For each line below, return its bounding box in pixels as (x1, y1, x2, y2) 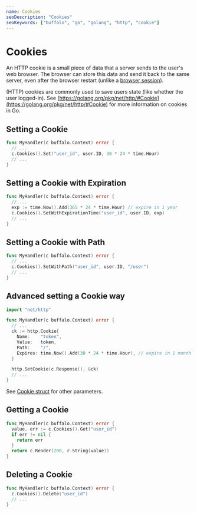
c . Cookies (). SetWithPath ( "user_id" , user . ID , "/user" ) (11, 264, 149, 270)
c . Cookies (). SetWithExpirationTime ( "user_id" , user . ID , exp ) (11, 210, 165, 216)
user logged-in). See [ (6, 95, 60, 102)
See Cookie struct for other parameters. (6, 388, 103, 395)
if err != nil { (11, 431, 51, 438)
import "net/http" (6, 307, 51, 313)
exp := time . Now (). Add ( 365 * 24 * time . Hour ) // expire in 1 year (11, 204, 178, 211)
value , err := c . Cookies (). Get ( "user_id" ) (11, 426, 117, 432)
